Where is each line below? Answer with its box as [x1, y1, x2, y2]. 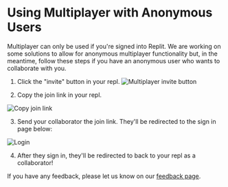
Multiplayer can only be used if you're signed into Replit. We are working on [7, 42, 221, 50]
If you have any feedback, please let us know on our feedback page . [7, 172, 201, 180]
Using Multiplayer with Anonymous [7, 5, 213, 21]
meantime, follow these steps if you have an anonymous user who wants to [7, 56, 220, 65]
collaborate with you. [7, 64, 67, 72]
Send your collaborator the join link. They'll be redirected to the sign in [16, 117, 216, 125]
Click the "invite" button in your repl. [16, 77, 120, 85]
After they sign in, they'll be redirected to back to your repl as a [16, 151, 196, 159]
